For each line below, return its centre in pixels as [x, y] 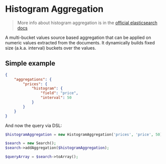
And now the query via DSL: [34, 125]
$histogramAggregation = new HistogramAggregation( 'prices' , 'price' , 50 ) [84, 134]
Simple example [30, 63]
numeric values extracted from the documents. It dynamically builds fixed [80, 42]
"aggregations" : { [33, 79]
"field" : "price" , [59, 93]
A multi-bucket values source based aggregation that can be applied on [78, 37]
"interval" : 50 [56, 98]
